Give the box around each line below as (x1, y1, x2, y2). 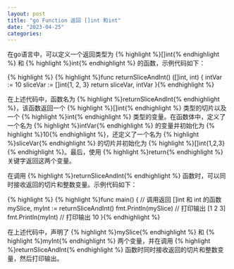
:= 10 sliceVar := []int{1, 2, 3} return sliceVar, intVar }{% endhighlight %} (7, 80, 215, 89)
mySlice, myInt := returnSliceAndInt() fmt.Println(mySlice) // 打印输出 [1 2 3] (7, 204, 226, 213)
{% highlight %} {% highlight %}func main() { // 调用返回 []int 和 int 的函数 (7, 195, 222, 204)
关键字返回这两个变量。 (7, 156, 75, 165)
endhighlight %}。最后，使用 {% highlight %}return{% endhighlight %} (17, 148, 223, 156)
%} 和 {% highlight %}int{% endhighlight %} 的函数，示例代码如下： (7, 59, 206, 68)
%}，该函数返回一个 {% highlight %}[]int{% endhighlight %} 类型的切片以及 (7, 104, 227, 113)
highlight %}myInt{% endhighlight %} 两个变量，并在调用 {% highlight (7, 237, 211, 245)
